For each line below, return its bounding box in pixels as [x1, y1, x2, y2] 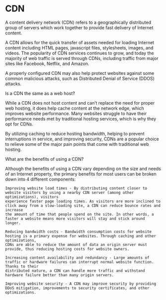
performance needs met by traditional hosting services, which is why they [5, 116, 157, 121]
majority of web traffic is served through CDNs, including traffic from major [5, 55, 159, 61]
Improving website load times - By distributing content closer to [5, 185, 148, 191]
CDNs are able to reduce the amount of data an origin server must [5, 242, 148, 247]
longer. [5, 220, 21, 226]
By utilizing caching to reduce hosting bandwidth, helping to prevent [5, 130, 145, 136]
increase [5, 207, 23, 212]
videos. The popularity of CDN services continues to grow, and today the [5, 50, 154, 56]
